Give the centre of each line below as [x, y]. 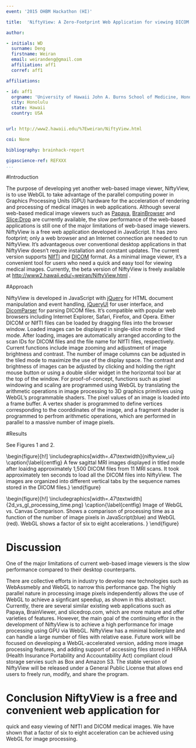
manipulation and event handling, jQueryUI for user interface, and [85, 304]
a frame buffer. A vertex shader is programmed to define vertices [84, 404]
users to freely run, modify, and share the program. [68, 674]
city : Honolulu [30, 102]
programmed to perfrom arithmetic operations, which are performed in [91, 416]
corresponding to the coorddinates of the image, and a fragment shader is [95, 410]
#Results [17, 434]
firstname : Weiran [34, 54]
